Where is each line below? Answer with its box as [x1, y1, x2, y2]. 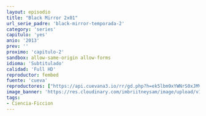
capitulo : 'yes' [6, 32, 48, 38]
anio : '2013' [6, 37, 40, 44]
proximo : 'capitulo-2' [6, 49, 64, 55]
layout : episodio [6, 9, 51, 15]
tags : [6, 95, 20, 101]
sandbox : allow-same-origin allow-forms [6, 55, 112, 61]
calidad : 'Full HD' [6, 66, 56, 72]
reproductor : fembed [6, 72, 59, 78]
